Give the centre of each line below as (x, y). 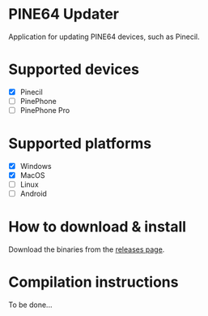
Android (33, 194)
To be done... (30, 305)
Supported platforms (80, 144)
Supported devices (74, 69)
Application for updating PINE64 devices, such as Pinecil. (104, 37)
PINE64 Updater (64, 14)
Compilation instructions (93, 282)
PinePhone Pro (45, 110)
